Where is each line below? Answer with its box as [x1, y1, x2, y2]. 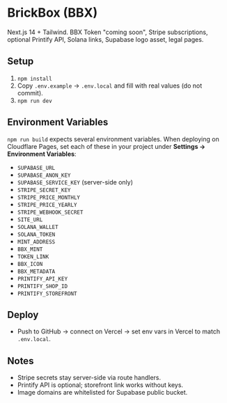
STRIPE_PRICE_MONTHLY [17, 193, 80, 201]
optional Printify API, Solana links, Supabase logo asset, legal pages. [7, 35, 204, 43]
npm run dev [17, 97, 52, 104]
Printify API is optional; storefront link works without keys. [17, 381, 183, 389]
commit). [17, 88, 43, 97]
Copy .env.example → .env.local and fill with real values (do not [17, 81, 203, 90]
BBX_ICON [17, 260, 43, 267]
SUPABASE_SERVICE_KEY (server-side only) [17, 177, 134, 186]
